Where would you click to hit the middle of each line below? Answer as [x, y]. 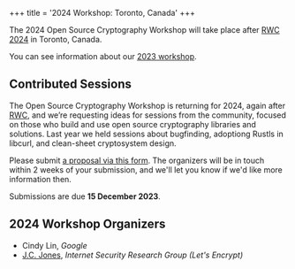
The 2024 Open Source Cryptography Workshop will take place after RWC [144, 30]
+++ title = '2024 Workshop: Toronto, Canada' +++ [102, 13]
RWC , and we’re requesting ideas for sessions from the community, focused [148, 115]
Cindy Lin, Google [54, 245]
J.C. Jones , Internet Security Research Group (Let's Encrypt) [132, 255]
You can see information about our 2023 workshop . [103, 56]
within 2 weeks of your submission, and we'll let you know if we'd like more [146, 169]
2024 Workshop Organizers [87, 224]
